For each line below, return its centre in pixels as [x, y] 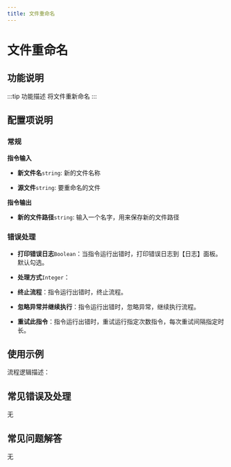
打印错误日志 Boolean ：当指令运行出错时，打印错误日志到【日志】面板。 [119, 253]
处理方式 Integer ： [43, 277]
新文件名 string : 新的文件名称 [59, 173]
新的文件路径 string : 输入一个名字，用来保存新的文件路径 [98, 217]
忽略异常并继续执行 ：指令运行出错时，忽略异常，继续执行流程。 [108, 306]
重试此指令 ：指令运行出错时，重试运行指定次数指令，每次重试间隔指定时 [120, 322]
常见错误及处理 [39, 396]
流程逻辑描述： [28, 372]
